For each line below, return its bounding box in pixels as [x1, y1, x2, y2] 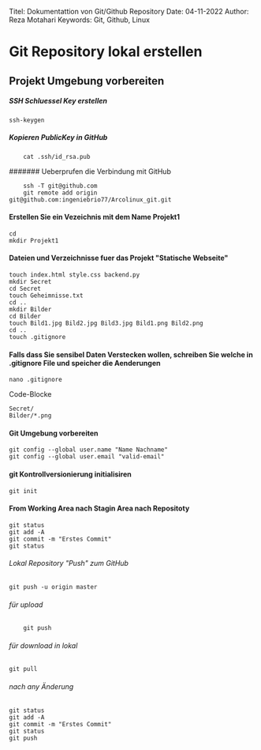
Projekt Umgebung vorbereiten [9, 74, 165, 88]
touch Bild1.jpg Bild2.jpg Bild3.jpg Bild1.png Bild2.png [9, 319, 203, 327]
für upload [9, 600, 43, 609]
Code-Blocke [9, 390, 52, 399]
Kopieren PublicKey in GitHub [9, 133, 108, 142]
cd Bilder [9, 312, 42, 320]
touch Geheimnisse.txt [9, 292, 84, 300]
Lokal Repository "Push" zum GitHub [9, 559, 129, 568]
